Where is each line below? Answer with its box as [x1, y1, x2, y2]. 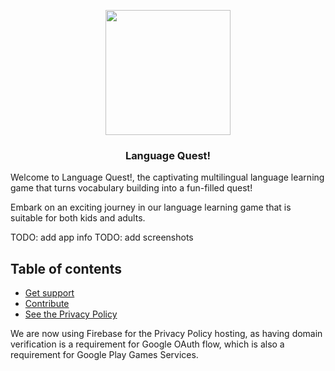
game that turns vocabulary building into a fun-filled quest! [10, 182, 253, 194]
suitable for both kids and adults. [10, 212, 146, 224]
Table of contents [10, 260, 122, 277]
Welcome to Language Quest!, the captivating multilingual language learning [10, 171, 325, 184]
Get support [24, 287, 75, 299]
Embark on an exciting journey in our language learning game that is [10, 201, 292, 214]
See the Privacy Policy [24, 308, 118, 320]
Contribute [24, 298, 70, 310]
